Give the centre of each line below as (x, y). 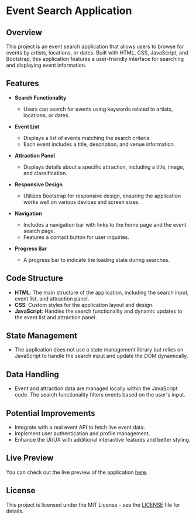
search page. (39, 231)
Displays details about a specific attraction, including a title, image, (104, 167)
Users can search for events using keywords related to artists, (98, 109)
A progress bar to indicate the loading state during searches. (97, 259)
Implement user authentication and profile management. (82, 433)
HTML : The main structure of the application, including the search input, (102, 292)
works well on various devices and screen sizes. (82, 202)
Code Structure (35, 279)
